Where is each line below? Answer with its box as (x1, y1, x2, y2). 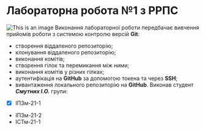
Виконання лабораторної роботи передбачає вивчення (54, 24, 199, 31)
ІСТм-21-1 (15, 118, 41, 125)
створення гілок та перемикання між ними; (15, 62, 130, 69)
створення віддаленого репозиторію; (15, 42, 113, 49)
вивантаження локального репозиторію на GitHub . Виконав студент (15, 81, 194, 88)
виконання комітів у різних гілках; (15, 68, 105, 75)
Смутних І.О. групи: (15, 87, 68, 95)
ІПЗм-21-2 (15, 112, 42, 119)
